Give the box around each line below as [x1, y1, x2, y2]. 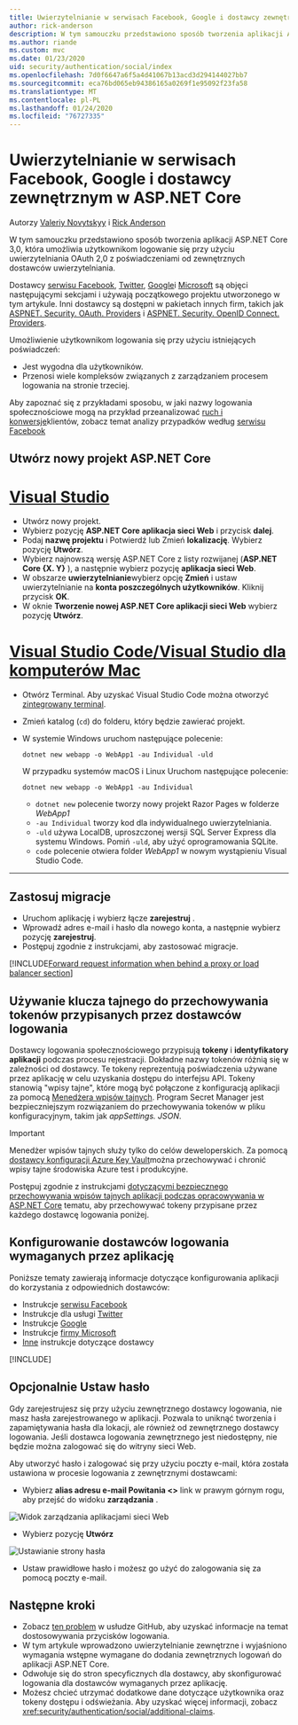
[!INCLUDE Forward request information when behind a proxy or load [9, 959, 260, 969]
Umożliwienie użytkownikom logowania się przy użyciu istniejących [9, 334, 256, 346]
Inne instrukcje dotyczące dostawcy [21, 1337, 154, 1347]
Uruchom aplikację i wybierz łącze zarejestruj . [21, 913, 195, 923]
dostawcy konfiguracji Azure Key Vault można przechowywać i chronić [9, 1154, 267, 1164]
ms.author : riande [9, 37, 77, 47]
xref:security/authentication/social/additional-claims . [21, 1706, 216, 1717]
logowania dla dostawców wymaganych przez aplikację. [21, 1678, 228, 1689]
